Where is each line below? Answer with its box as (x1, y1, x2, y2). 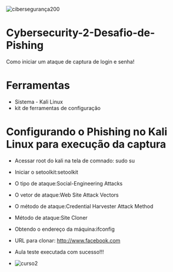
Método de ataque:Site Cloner (14, 214, 88, 221)
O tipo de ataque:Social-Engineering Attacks (14, 180, 123, 187)
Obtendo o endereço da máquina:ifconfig (14, 225, 115, 233)
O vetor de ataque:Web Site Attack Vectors (14, 191, 119, 198)
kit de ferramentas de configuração (14, 104, 101, 111)
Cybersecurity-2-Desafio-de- (6, 26, 155, 39)
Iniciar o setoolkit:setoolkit (14, 168, 78, 175)
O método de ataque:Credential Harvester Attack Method (14, 203, 154, 210)
